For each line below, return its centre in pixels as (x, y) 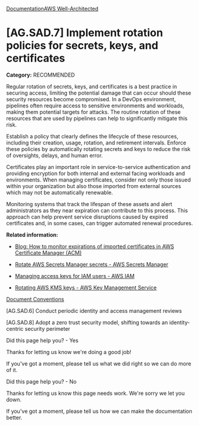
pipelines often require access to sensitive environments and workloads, (95, 105)
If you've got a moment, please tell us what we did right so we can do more (99, 363)
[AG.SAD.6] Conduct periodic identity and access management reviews (94, 310)
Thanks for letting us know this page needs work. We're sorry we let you (96, 393)
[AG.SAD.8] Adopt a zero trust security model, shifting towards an (87, 322)
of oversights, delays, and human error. (55, 155)
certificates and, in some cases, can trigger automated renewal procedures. (99, 223)
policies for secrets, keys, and (82, 46)
